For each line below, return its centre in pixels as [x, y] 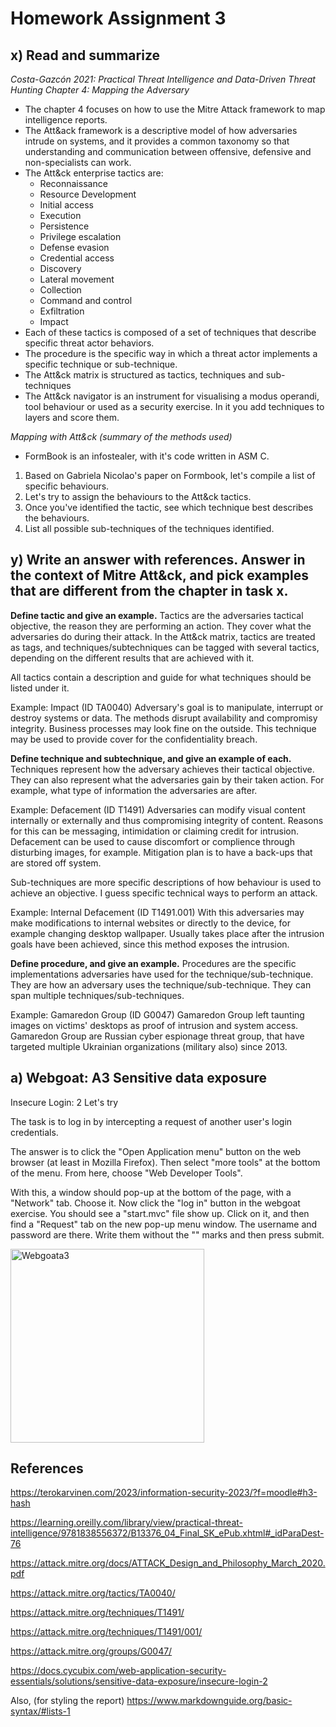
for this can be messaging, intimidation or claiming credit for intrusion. [155, 831]
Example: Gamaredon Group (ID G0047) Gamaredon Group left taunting [157, 1014]
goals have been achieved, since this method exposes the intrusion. [150, 944]
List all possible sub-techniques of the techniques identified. [149, 528]
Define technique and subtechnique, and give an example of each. [151, 758]
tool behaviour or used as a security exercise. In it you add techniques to [174, 406]
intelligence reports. [66, 120]
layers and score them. [72, 417]
